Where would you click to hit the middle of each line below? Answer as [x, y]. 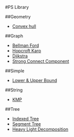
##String [14, 90]
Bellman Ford [25, 46]
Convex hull [24, 26]
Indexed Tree [25, 119]
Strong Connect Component [41, 61]
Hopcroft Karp [27, 51]
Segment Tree [26, 124]
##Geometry [18, 17]
